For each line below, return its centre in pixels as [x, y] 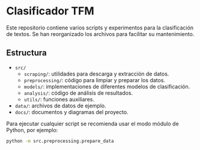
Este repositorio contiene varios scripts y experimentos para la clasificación [100, 28]
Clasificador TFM [50, 11]
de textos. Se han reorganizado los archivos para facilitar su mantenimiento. [100, 34]
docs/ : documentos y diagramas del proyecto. [71, 112]
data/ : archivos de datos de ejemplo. [60, 106]
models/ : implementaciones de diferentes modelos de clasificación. [107, 86]
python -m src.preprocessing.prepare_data [60, 141]
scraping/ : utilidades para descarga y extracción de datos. [96, 74]
